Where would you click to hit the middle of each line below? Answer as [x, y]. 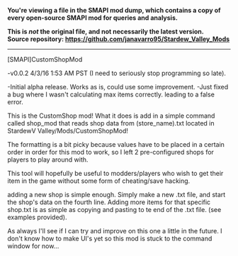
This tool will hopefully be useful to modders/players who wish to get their [115, 173]
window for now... [33, 246]
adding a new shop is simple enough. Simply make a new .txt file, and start [117, 195]
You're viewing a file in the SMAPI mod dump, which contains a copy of [114, 10]
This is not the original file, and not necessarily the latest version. [106, 32]
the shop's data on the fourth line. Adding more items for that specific [109, 202]
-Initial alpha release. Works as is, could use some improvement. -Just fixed [118, 87]
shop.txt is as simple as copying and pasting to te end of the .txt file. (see [114, 210]
